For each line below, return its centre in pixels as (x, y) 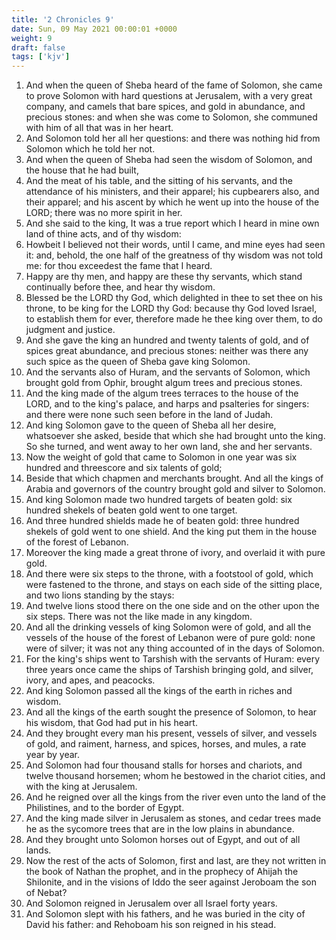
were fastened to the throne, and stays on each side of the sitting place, (174, 585)
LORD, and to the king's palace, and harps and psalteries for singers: (167, 404)
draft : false (38, 47)
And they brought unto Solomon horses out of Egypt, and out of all (163, 840)
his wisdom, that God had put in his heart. (111, 723)
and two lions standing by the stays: (100, 595)
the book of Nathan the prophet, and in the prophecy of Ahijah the (162, 872)
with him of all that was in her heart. (99, 128)
